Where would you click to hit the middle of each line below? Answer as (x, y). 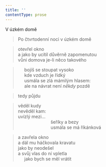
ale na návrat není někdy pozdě (57, 86)
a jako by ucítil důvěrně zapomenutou (57, 54)
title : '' (16, 10)
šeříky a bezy (65, 122)
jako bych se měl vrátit (48, 159)
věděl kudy (30, 105)
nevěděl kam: (32, 111)
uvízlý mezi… (32, 116)
